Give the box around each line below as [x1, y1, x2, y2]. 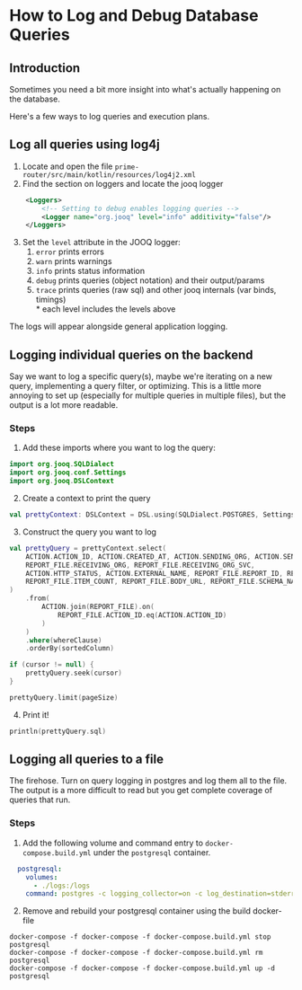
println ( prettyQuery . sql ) [9, 727, 106, 736]
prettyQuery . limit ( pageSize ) [9, 693, 119, 702]
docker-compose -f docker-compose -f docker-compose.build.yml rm [9, 949, 263, 958]
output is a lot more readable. [9, 400, 119, 411]
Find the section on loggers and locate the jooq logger [22, 178, 224, 189]
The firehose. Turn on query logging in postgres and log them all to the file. [9, 775, 288, 786]
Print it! [22, 709, 49, 720]
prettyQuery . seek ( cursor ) [25, 668, 123, 678]
